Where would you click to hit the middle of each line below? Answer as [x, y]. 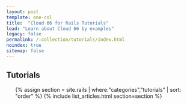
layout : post [23, 12]
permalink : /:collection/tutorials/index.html [66, 40]
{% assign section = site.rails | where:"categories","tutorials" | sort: [98, 89]
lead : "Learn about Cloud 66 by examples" [60, 28]
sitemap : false [25, 51]
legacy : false [24, 34]
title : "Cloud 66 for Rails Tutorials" [58, 23]
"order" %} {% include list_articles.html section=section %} [88, 96]
